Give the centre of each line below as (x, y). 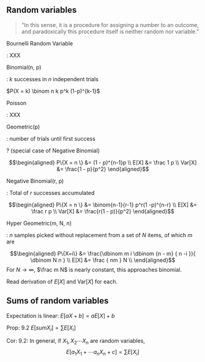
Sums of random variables (58, 301)
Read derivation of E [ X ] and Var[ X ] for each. (62, 281)
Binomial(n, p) (24, 67)
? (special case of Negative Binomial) (53, 151)
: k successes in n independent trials (53, 79)
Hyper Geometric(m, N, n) (39, 223)
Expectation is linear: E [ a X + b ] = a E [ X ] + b (61, 315)
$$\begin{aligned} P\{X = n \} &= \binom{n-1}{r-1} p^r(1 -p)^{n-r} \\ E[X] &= (103, 205)
